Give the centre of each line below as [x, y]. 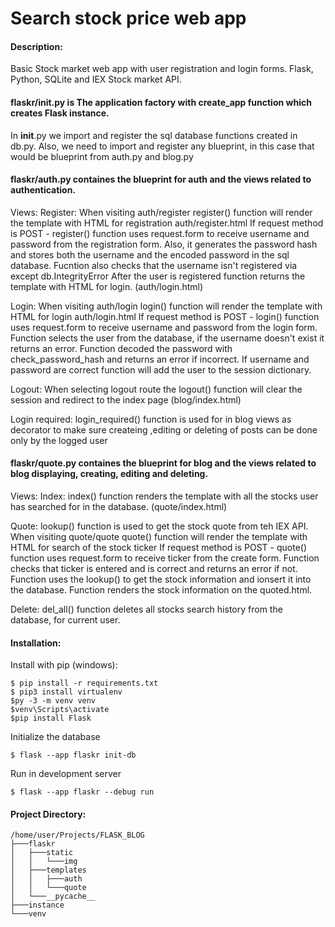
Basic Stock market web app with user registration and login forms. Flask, [162, 69]
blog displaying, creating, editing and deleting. [109, 474]
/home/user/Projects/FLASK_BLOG [77, 835]
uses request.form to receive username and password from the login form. [164, 327]
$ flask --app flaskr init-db [73, 755]
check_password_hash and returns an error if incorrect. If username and [160, 359]
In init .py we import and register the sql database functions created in [154, 135]
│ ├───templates [48, 870]
